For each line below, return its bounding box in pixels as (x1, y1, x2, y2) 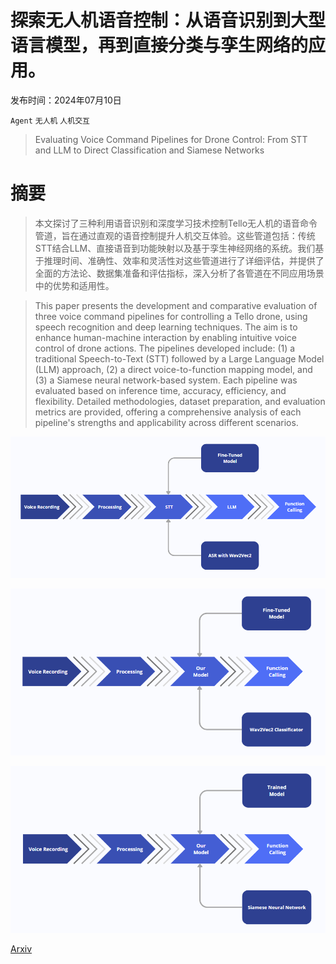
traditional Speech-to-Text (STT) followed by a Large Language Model (34, 352, 325, 365)
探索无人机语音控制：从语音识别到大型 (10, 9, 327, 32)
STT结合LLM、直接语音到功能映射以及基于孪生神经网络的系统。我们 (34, 242, 316, 254)
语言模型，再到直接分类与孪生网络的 (10, 34, 309, 57)
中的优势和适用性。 (34, 279, 115, 291)
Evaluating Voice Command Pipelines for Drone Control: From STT (34, 133, 308, 145)
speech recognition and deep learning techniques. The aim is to (34, 321, 298, 333)
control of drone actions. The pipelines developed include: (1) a (34, 342, 296, 354)
